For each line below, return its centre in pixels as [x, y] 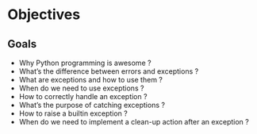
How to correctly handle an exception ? [83, 96]
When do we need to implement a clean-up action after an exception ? [134, 122]
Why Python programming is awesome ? [85, 63]
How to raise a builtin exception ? [73, 113]
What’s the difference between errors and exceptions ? [109, 71]
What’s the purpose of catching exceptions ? [92, 105]
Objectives [44, 15]
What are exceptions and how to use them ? [91, 80]
